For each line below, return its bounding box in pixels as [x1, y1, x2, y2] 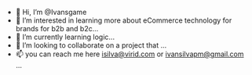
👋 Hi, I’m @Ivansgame [15, 8, 87, 16]
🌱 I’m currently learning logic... [15, 32, 115, 41]
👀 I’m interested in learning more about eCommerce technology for [15, 16, 232, 25]
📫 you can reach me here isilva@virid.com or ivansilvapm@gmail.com [15, 49, 245, 59]
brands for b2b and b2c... [15, 24, 99, 33]
